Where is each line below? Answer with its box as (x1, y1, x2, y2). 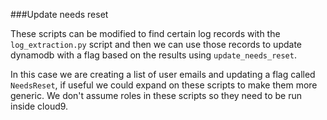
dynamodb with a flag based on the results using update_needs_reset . (10, 49, 297, 61)
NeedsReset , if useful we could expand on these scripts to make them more (10, 79, 318, 91)
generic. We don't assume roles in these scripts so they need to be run (10, 90, 302, 101)
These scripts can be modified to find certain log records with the (10, 28, 281, 39)
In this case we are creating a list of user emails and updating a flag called (10, 69, 316, 80)
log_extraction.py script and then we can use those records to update (10, 39, 303, 50)
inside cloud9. (10, 100, 69, 112)
